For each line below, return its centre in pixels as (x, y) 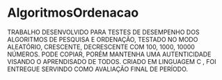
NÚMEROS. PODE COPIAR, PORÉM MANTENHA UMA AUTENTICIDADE (109, 54)
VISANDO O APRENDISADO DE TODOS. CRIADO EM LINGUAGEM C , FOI (112, 61)
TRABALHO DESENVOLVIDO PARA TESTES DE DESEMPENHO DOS (103, 32)
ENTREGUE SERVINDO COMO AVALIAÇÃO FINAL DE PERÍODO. (98, 69)
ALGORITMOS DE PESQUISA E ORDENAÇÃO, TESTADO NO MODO (103, 39)
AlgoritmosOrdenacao (73, 13)
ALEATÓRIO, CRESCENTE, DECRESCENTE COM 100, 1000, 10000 (101, 47)
